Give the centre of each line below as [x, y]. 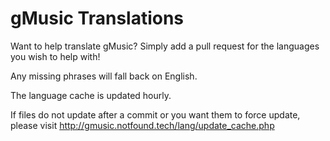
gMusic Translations [97, 18]
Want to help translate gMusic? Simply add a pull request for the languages [165, 46]
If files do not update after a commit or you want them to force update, [155, 114]
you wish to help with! [55, 56]
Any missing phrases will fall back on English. [104, 76]
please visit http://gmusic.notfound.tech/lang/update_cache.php [142, 125]
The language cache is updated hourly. [91, 95]
